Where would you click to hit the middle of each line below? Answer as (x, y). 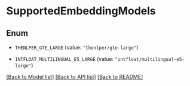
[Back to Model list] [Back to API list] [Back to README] (75, 77)
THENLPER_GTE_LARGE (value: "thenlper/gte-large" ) (76, 47)
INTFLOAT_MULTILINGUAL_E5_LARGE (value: (64, 59)
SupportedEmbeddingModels (81, 11)
